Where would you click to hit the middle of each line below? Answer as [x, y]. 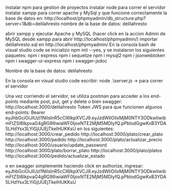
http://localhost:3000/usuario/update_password [56, 145]
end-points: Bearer [25, 112]
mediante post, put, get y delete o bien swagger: [71, 101]
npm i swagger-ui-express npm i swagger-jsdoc [56, 61]
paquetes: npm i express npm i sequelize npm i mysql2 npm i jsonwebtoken [85, 55]
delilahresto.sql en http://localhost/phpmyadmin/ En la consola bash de [81, 45]
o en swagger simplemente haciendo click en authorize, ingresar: [74, 166]
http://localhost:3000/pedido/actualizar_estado [55, 156]
